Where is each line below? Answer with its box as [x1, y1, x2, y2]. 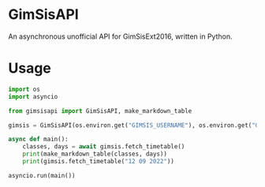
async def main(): [8, 136, 69, 144]
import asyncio [8, 92, 58, 100]
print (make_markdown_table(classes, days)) [22, 150, 168, 159]
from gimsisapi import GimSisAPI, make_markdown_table [8, 107, 192, 115]
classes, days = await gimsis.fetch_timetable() [22, 143, 185, 151]
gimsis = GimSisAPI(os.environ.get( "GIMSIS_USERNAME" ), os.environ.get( [8, 121, 252, 129]
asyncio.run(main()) [8, 171, 77, 179]
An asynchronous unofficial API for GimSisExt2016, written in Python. [8, 32, 233, 41]
